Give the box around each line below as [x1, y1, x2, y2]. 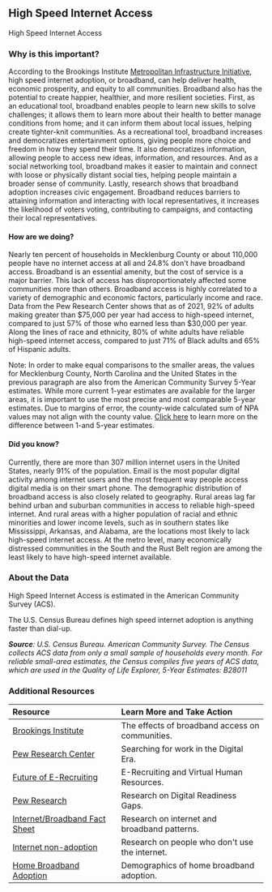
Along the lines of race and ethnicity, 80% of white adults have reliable [8, 328, 244, 337]
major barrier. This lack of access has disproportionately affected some [8, 276, 247, 285]
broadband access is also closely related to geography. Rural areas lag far [8, 491, 257, 501]
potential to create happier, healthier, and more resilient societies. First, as [8, 92, 255, 102]
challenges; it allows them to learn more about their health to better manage [8, 109, 261, 120]
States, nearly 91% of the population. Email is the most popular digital [8, 465, 240, 475]
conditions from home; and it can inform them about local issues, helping [8, 118, 253, 128]
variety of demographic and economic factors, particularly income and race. [8, 293, 263, 302]
